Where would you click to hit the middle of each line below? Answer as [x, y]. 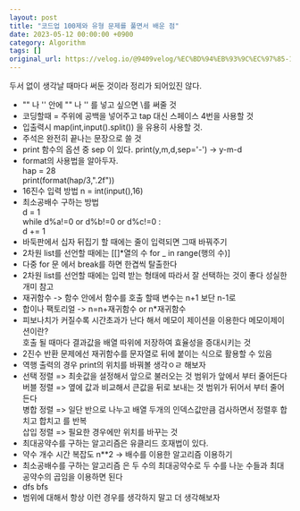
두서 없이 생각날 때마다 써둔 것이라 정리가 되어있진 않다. [106, 85]
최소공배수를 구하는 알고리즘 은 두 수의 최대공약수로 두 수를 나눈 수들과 [145, 465]
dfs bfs [35, 487]
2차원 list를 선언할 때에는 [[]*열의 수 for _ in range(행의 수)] [126, 253]
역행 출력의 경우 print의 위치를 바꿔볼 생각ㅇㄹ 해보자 [114, 365]
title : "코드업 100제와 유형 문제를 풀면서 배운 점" [94, 26]
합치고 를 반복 [63, 421]
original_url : [36, 59]
